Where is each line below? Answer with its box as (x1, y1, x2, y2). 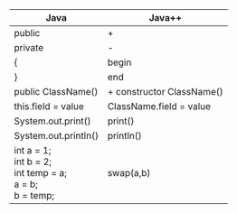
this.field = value (14, 100, 84, 112)
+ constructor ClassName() (107, 86, 223, 97)
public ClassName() (14, 86, 99, 97)
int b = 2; (14, 155, 52, 168)
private (14, 42, 44, 53)
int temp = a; (14, 167, 68, 179)
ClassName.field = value (107, 100, 211, 112)
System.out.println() (14, 130, 100, 142)
